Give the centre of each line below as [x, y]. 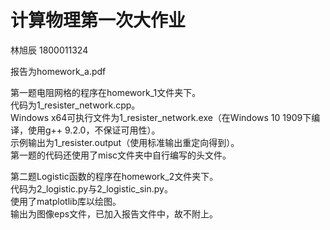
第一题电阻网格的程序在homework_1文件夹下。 [106, 92]
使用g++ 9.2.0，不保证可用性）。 [94, 130]
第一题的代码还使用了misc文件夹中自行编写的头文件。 [121, 155]
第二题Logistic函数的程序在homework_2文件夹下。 [114, 176]
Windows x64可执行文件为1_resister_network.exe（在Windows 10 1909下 [161, 117]
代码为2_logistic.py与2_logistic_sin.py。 [91, 188]
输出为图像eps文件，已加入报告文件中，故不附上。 [114, 213]
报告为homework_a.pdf [58, 71]
